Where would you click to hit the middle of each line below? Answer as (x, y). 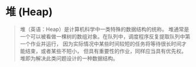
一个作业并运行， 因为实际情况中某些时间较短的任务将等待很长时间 (101, 44)
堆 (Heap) (29, 12)
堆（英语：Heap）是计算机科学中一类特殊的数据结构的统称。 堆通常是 (104, 29)
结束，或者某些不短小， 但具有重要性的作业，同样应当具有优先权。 (106, 51)
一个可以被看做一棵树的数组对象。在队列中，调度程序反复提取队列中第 (105, 36)
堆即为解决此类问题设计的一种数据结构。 (69, 58)
